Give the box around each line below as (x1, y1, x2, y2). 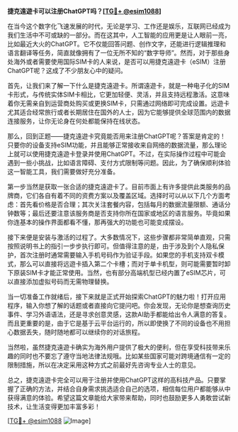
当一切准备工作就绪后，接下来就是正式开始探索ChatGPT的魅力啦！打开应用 (7, 292, 227, 301)
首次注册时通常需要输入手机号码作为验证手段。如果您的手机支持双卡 (19, 251, 218, 259)
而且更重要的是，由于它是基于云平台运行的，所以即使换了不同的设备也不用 (7, 319, 225, 327)
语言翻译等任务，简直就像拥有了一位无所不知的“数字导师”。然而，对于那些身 (7, 49, 230, 57)
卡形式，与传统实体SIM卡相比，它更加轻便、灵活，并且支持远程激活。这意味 (7, 90, 230, 99)
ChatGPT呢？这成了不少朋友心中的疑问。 (7, 67, 127, 74)
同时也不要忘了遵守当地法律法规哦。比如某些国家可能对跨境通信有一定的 (19, 352, 231, 360)
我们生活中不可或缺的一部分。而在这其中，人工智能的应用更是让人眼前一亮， (7, 31, 231, 39)
